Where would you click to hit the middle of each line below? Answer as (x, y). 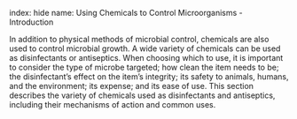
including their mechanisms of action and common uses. (113, 104)
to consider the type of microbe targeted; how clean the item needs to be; (144, 67)
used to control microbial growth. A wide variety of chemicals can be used (145, 48)
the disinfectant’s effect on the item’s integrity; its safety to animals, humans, (149, 77)
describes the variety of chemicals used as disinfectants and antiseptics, (142, 95)
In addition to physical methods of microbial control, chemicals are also (139, 39)
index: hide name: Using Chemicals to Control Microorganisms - (126, 13)
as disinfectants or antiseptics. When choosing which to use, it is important (146, 58)
